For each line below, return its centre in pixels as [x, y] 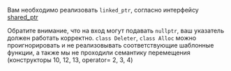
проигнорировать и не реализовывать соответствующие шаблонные [111, 45]
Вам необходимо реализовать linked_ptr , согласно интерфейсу [103, 10]
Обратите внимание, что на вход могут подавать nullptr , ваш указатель [116, 31]
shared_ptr [23, 17]
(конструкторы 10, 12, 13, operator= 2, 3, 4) [70, 60]
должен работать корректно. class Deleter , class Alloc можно [102, 38]
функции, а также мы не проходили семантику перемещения [99, 52]
